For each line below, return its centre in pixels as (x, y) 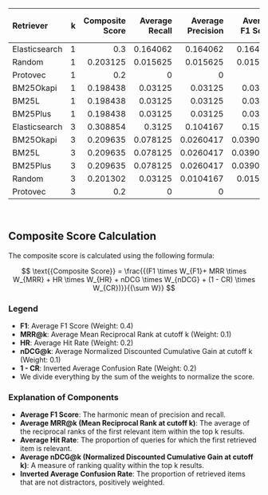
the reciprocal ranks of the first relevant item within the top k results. (132, 432)
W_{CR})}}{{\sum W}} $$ (134, 288)
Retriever (30, 26)
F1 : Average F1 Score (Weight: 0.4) (77, 326)
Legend (23, 308)
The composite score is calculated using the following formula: (112, 255)
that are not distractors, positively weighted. (92, 482)
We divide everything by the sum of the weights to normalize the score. (137, 377)
